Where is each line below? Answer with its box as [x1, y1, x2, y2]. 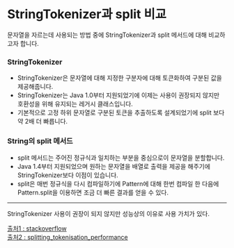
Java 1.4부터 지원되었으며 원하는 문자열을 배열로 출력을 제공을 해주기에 [17, 162, 211, 170]
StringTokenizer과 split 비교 [7, 6, 167, 22]
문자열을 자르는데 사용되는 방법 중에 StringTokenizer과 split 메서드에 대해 [7, 31, 208, 39]
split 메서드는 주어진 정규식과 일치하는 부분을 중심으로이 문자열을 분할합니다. [17, 154, 225, 162]
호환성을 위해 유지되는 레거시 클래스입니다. [17, 100, 134, 108]
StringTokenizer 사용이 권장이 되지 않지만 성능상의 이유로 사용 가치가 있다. [7, 209, 210, 217]
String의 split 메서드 [7, 136, 73, 146]
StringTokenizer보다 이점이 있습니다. [17, 171, 118, 179]
